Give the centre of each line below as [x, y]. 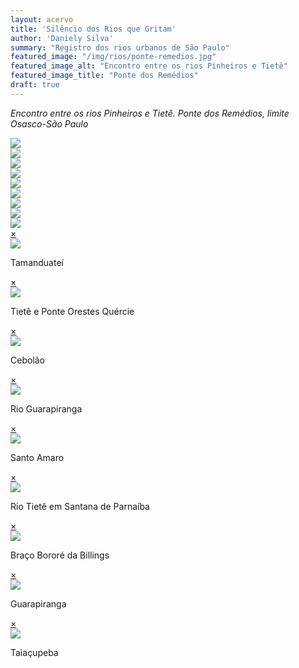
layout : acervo [42, 19]
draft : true [35, 85]
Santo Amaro [37, 457]
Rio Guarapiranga [46, 408]
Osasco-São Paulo [49, 123]
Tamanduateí [37, 262]
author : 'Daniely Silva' [62, 38]
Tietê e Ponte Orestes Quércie [72, 311]
